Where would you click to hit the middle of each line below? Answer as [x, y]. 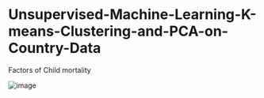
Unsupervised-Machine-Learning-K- [132, 15]
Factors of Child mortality [50, 70]
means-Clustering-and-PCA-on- [118, 31]
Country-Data [55, 48]
